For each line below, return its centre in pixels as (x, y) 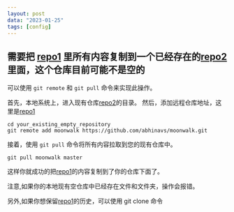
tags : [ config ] (29, 26)
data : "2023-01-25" (36, 20)
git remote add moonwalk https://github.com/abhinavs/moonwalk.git (108, 131)
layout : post (26, 14)
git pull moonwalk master (45, 158)
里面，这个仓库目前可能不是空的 (76, 69)
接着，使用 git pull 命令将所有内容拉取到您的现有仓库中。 (92, 144)
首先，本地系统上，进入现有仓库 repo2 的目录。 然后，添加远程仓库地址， (111, 103)
